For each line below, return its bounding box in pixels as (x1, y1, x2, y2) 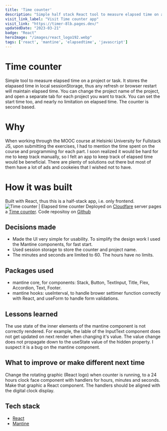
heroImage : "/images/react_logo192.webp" (5, 35, 92, 40)
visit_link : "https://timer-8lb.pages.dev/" (5, 21, 99, 26)
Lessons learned (5, 310, 58, 318)
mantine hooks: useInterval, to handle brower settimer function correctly (12, 290, 161, 296)
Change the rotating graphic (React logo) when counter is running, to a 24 (5, 371, 157, 378)
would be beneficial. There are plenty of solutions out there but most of (5, 159, 152, 165)
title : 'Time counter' (5, 7, 52, 12)
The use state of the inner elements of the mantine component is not (5, 323, 146, 329)
